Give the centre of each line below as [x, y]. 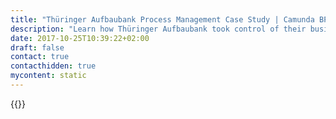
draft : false [37, 47]
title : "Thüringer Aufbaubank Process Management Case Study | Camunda [162, 19]
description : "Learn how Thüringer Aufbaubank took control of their [158, 29]
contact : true [40, 57]
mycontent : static [48, 76]
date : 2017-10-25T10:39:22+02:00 [80, 38]
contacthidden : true [53, 66]
